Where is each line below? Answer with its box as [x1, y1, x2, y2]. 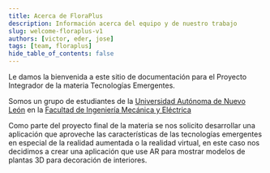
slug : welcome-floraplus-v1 [8, 27, 104, 35]
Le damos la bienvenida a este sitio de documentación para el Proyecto [8, 72, 247, 81]
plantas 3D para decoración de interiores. [8, 155, 148, 165]
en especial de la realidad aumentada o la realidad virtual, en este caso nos [8, 138, 260, 147]
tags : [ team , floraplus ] [8, 42, 92, 50]
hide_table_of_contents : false [8, 50, 114, 58]
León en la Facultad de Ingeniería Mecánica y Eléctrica [8, 105, 192, 115]
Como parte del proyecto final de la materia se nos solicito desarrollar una [8, 121, 255, 130]
